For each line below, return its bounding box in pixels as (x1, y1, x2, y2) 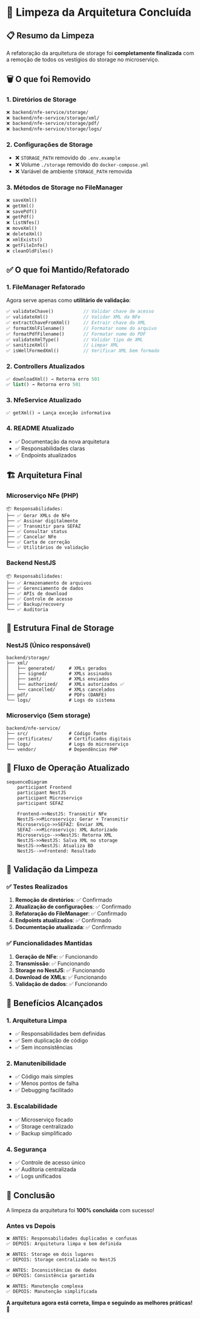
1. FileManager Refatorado (6, 283, 85, 291)
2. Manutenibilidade (6, 1059, 67, 1068)
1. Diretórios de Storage (6, 95, 77, 104)
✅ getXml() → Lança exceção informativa (6, 409, 111, 416)
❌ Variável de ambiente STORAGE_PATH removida (15, 168, 132, 175)
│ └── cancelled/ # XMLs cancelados (6, 686, 115, 693)
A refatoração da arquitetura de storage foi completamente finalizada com (6, 50, 195, 56)
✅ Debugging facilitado (15, 1087, 74, 1094)
